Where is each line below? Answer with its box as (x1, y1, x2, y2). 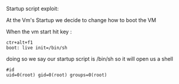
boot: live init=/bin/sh (6, 45, 68, 51)
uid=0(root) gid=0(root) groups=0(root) (6, 72, 108, 78)
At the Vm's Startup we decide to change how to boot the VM (6, 17, 156, 23)
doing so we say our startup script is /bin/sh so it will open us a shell (6, 55, 174, 62)
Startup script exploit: (6, 5, 59, 12)
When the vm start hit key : (6, 28, 72, 35)
